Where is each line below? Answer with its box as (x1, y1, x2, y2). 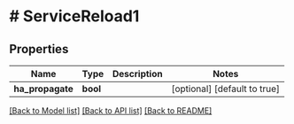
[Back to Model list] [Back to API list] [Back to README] (9, 105, 213, 116)
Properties (9, 42, 69, 57)
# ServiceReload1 (9, 6, 140, 27)
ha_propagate (13, 82, 73, 95)
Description (112, 68, 163, 80)
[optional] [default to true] (171, 82, 281, 95)
